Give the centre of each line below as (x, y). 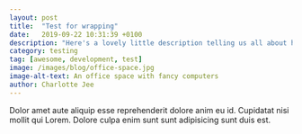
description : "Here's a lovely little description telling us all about (148, 43)
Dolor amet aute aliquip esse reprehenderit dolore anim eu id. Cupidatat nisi (149, 110)
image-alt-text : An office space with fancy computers (114, 76)
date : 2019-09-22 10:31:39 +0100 (76, 34)
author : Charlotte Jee (52, 85)
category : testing (44, 51)
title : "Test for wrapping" (64, 26)
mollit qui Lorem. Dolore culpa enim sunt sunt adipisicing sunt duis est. (140, 120)
